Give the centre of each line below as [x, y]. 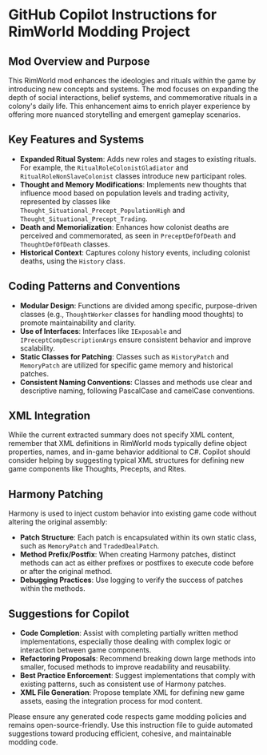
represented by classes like [65, 201]
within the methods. [52, 588]
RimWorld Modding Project [99, 32]
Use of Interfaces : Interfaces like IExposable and [100, 331]
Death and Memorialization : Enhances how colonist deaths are [124, 227]
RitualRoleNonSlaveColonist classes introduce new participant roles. [133, 176]
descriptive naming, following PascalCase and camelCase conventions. [137, 391]
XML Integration [49, 416]
